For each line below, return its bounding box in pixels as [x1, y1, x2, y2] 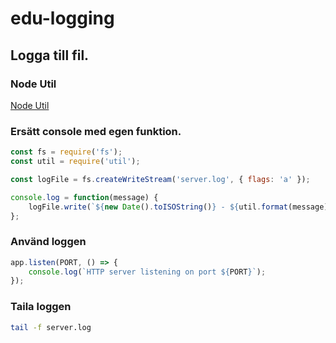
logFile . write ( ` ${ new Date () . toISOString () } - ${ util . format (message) [28, 202, 329, 212]
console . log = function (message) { [10, 192, 159, 202]
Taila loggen [10, 300, 72, 314]
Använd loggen [10, 235, 87, 249]
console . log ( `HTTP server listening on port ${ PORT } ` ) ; [28, 267, 267, 277]
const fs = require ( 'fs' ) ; [10, 147, 123, 157]
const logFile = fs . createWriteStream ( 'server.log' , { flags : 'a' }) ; [10, 174, 311, 184]
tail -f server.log [10, 322, 92, 332]
